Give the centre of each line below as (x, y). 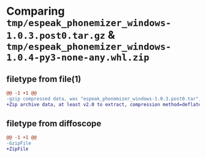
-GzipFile (19, 143)
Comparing (36, 11)
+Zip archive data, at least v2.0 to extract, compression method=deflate (104, 104)
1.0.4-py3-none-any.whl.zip (78, 58)
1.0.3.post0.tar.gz (56, 36)
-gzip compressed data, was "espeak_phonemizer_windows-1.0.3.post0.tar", (104, 99)
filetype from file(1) (44, 79)
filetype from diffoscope (54, 124)
